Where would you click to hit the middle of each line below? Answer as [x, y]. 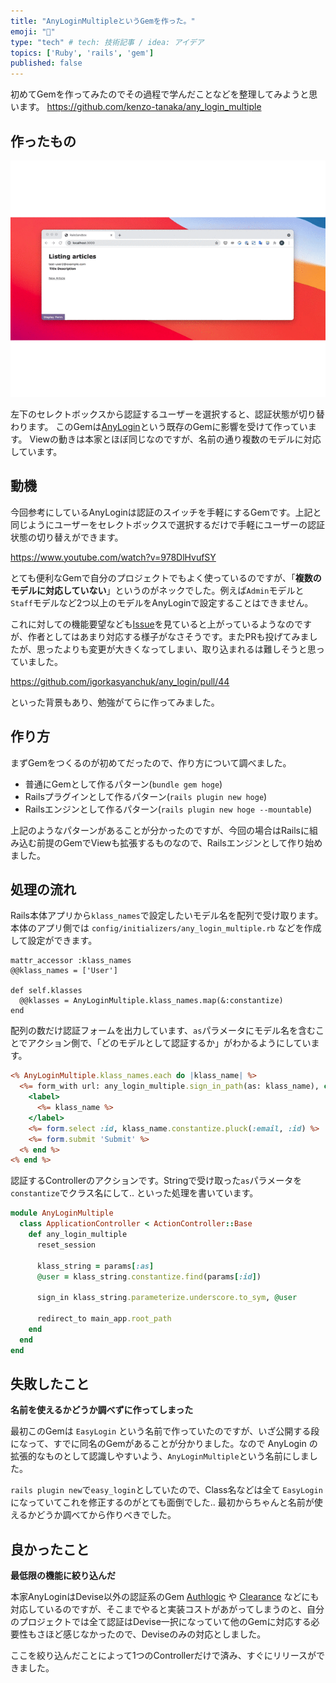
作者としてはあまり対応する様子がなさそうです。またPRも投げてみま [168, 636]
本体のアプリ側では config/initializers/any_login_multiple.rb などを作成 [166, 928]
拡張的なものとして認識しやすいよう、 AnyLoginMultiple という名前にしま [160, 1456]
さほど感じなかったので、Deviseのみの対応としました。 [151, 1634]
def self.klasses [46, 991]
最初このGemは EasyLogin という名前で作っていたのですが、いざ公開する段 [165, 1431]
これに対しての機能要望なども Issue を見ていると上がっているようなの [152, 624]
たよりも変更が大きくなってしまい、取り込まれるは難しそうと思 [185, 649]
